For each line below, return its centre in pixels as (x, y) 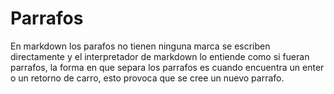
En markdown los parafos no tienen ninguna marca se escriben (140, 46)
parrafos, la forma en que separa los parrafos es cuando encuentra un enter (167, 67)
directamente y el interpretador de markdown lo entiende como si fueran (160, 56)
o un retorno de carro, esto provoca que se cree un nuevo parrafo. (147, 78)
